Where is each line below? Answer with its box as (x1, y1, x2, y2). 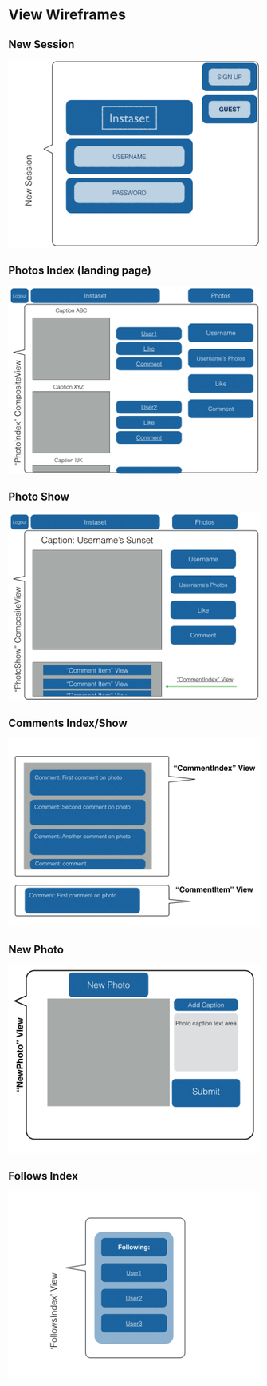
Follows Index (8, 1169, 78, 1183)
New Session (8, 38, 75, 51)
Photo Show (8, 490, 70, 504)
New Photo (8, 942, 64, 957)
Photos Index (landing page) (8, 264, 151, 278)
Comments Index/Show (8, 717, 128, 730)
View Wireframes (8, 6, 126, 24)
